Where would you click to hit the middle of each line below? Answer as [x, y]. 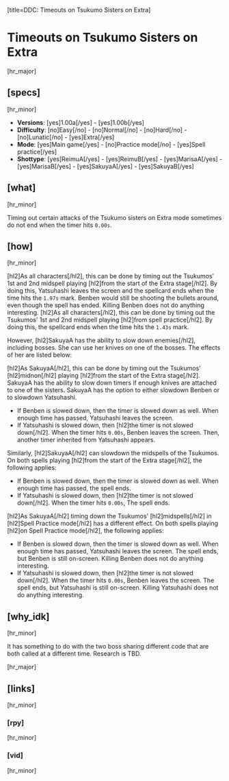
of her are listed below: [40, 355]
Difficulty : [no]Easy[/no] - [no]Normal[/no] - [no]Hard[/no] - [102, 130]
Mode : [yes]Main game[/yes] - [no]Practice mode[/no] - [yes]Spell [111, 144]
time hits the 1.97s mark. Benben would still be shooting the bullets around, [113, 298]
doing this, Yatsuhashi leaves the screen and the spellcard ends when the [111, 291]
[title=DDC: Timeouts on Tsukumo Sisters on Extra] [79, 10]
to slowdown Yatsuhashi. [42, 398]
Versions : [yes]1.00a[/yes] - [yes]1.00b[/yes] [81, 122]
